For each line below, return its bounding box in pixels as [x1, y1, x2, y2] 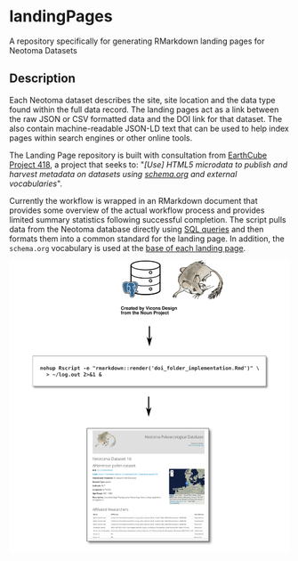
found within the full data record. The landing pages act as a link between [9, 104, 279, 115]
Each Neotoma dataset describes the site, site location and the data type [9, 94, 276, 105]
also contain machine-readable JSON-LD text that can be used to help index [9, 123, 289, 134]
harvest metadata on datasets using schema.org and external [9, 168, 238, 179]
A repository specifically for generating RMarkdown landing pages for [9, 36, 265, 46]
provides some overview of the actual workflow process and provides [9, 205, 265, 215]
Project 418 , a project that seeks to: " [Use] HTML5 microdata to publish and [9, 159, 288, 170]
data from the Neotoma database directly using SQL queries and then [9, 224, 264, 234]
